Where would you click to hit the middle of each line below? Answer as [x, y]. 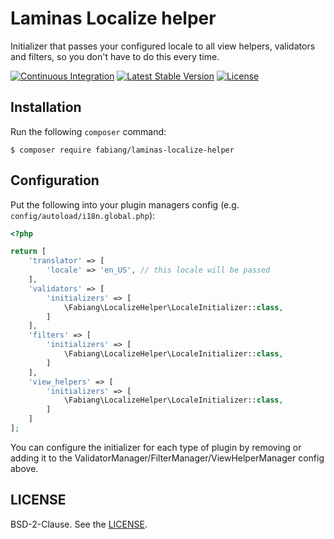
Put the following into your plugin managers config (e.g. [125, 204]
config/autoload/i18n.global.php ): [83, 215]
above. [24, 468]
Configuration [55, 180]
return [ [28, 252]
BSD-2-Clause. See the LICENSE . [79, 524]
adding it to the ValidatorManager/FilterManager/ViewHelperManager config [167, 458]
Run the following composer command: [88, 131]
